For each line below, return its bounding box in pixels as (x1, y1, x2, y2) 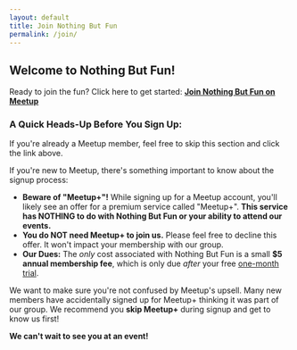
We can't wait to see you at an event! (9, 331, 149, 342)
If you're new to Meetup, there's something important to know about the (9, 165, 275, 176)
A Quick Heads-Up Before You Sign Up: (9, 118, 183, 130)
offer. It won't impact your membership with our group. (21, 239, 225, 250)
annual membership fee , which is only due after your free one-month (21, 258, 279, 269)
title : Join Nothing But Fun (9, 21, 118, 30)
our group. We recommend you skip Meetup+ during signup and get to (9, 304, 271, 315)
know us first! (9, 313, 60, 324)
